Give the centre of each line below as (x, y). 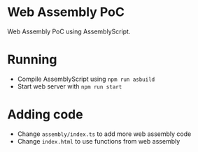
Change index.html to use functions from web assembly (99, 141)
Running (32, 60)
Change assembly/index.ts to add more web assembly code (104, 134)
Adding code (45, 115)
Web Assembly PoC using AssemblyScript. (69, 31)
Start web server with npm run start (70, 86)
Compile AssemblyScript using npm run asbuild (86, 79)
